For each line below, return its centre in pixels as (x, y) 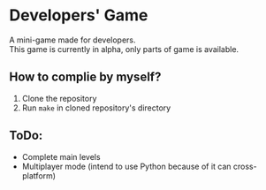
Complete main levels (61, 156)
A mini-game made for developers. (72, 40)
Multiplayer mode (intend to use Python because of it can (126, 166)
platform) (38, 175)
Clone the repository (59, 98)
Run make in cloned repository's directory (96, 108)
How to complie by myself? (85, 77)
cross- (245, 166)
